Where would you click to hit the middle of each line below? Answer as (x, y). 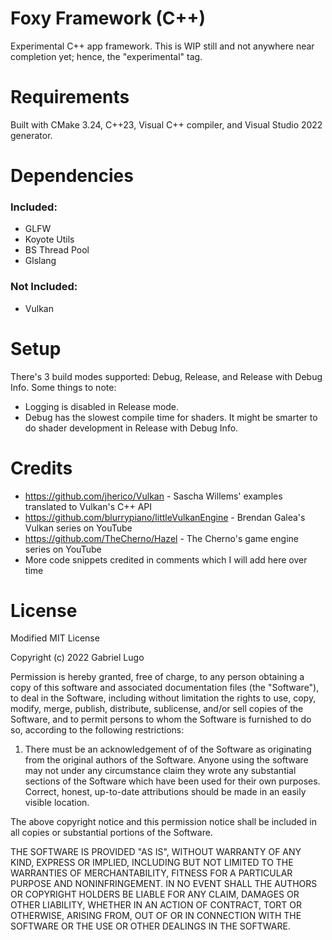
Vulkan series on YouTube (78, 528)
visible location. (57, 803)
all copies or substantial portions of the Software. (111, 833)
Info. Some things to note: (63, 387)
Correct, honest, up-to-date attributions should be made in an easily (165, 792)
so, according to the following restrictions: (97, 730)
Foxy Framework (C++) (108, 18)
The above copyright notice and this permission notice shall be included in (163, 822)
